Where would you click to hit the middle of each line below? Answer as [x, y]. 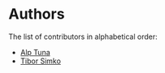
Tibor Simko [40, 61]
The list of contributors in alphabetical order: [83, 36]
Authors [37, 14]
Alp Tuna [35, 52]
